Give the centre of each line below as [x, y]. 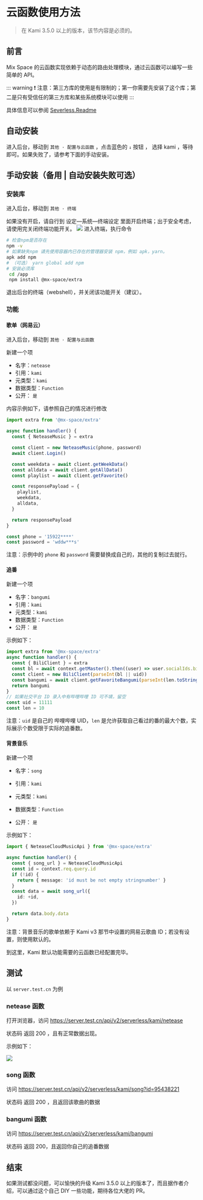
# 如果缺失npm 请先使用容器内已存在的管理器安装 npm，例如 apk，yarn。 [87, 252]
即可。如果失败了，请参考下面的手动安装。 [59, 154]
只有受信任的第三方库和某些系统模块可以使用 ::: [76, 97]
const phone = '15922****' [40, 537]
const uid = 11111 [29, 703]
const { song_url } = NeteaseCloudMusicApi [67, 863]
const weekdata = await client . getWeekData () [70, 464]
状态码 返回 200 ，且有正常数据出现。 [53, 1033]
